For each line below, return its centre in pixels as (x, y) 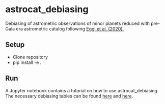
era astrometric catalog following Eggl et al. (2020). (70, 28)
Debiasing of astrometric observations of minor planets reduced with (78, 23)
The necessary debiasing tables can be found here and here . (69, 96)
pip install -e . (27, 62)
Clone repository (30, 57)
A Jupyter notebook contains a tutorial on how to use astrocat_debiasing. (82, 90)
